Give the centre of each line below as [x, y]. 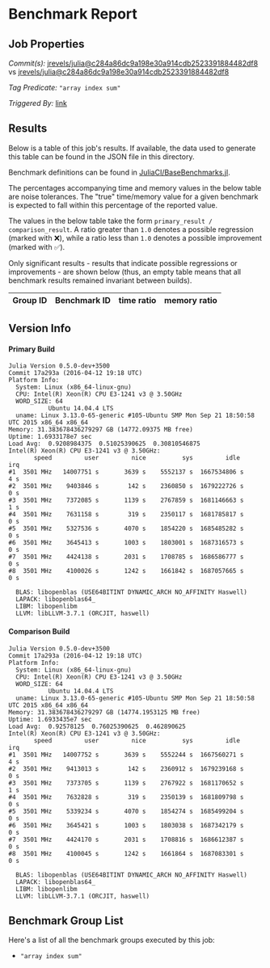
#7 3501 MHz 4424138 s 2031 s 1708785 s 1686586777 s [126, 557]
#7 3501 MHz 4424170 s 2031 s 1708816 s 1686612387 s [126, 840]
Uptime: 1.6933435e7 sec [50, 719]
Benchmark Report [73, 14]
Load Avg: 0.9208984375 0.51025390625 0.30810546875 [104, 444]
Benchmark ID [83, 300]
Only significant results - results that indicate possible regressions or [123, 263]
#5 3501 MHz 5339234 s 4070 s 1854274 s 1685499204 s [126, 811]
